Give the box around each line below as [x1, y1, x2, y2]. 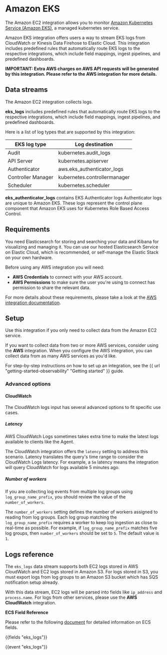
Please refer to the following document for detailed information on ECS [5, 619, 151, 625]
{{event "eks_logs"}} [5, 644, 47, 650]
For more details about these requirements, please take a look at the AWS [5, 294, 156, 300]
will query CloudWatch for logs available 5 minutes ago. [5, 465, 120, 471]
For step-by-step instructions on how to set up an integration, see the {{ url [5, 363, 160, 369]
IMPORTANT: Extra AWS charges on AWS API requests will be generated [5, 66, 159, 72]
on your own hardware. [5, 254, 53, 261]
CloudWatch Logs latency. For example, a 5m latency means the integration [5, 459, 159, 465]
